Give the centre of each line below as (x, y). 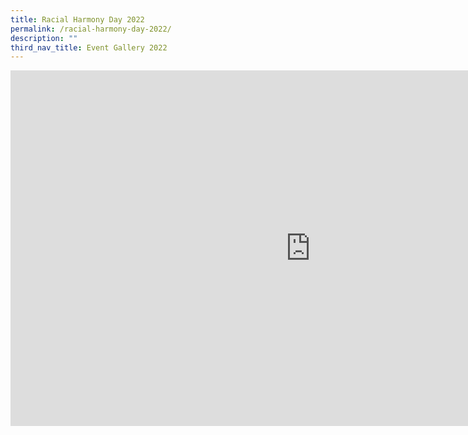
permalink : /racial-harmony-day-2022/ (91, 29)
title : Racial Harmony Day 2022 (77, 19)
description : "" (44, 38)
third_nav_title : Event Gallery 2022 (89, 47)
